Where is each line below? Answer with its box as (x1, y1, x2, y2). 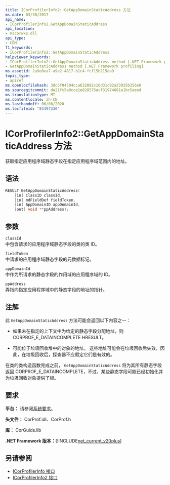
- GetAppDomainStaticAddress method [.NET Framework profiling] (5, 64, 144, 69)
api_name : (5, 17, 26, 22)
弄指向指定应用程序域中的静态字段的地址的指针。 (5, 287, 107, 293)
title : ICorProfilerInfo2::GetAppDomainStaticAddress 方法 (5, 7, 131, 13)
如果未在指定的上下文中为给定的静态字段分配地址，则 (12, 328, 124, 334)
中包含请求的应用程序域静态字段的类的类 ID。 (5, 241, 100, 247)
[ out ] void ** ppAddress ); (14, 207, 69, 212)
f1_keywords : (5, 45, 33, 50)
